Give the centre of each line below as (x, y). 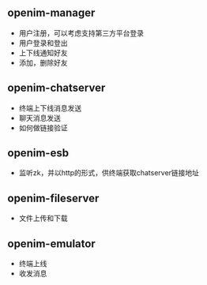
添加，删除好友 (43, 62)
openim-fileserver (53, 198)
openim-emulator (51, 244)
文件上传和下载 (43, 218)
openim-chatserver (56, 88)
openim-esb (38, 153)
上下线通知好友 (43, 52)
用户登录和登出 (43, 43)
